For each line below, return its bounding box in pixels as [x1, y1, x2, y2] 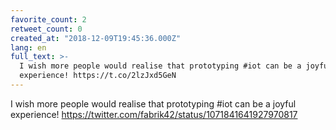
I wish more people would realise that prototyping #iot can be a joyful [10, 97, 297, 110]
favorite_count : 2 [10, 14, 87, 25]
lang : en [10, 42, 47, 53]
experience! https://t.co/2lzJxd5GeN [19, 71, 177, 81]
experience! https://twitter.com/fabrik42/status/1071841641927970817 [10, 108, 298, 120]
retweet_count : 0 [10, 24, 83, 34]
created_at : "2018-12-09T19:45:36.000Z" [10, 33, 182, 43]
